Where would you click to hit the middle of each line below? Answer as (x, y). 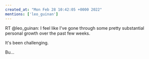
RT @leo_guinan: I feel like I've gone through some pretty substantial (75, 28)
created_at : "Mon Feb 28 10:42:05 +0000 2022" (54, 10)
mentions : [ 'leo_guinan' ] (31, 14)
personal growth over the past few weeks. (48, 33)
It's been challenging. (27, 42)
